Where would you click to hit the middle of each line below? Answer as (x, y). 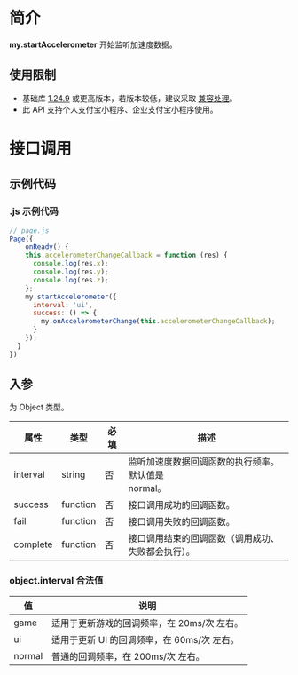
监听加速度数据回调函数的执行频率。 (204, 462)
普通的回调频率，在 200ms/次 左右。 (129, 656)
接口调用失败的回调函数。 (181, 522)
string (74, 474)
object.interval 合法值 (56, 581)
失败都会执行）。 (161, 552)
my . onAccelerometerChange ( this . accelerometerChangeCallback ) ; (158, 322)
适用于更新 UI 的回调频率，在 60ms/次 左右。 (145, 639)
